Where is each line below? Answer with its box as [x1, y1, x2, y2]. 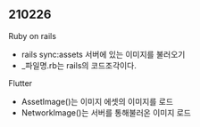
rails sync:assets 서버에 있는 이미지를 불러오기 [21, 49, 186, 60]
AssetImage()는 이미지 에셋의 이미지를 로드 [21, 96, 174, 107]
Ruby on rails [8, 30, 57, 41]
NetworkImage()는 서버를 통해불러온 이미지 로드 [21, 107, 191, 118]
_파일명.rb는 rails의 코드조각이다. [21, 60, 137, 70]
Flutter [8, 77, 33, 88]
